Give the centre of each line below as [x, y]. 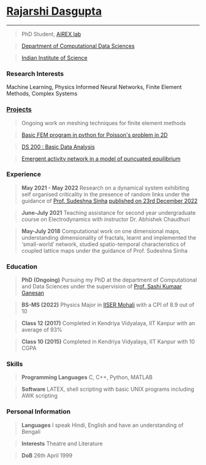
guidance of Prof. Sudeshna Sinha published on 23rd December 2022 [109, 201]
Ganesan [33, 293]
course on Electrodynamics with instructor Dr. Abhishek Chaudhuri [105, 219]
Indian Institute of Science [54, 58]
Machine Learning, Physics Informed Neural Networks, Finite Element [94, 87]
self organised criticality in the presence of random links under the [105, 194]
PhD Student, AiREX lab [51, 34]
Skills [15, 364]
